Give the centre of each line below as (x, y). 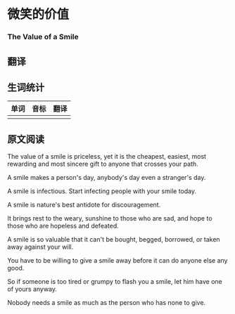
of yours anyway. (32, 289)
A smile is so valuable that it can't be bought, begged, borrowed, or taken (114, 240)
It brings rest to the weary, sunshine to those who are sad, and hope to (110, 218)
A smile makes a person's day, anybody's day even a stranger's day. (107, 178)
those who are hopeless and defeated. (63, 226)
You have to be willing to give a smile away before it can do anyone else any (118, 261)
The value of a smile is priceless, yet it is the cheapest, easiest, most (107, 157)
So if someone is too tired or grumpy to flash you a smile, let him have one (115, 282)
